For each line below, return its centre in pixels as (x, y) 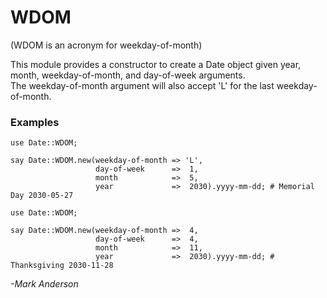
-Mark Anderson (44, 284)
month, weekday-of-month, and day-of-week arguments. (128, 75)
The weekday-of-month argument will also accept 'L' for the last (142, 85)
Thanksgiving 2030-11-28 (62, 266)
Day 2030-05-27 (42, 196)
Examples (35, 122)
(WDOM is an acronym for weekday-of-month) (106, 45)
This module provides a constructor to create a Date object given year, (156, 64)
